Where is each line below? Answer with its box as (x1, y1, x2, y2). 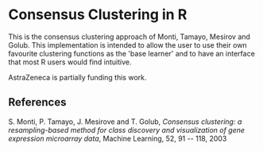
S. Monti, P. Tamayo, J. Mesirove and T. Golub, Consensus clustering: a (8, 117, 242, 126)
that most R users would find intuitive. (8, 57, 132, 67)
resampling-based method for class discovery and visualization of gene (8, 125, 245, 134)
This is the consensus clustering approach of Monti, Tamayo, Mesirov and (8, 32, 250, 41)
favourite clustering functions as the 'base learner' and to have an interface (8, 48, 256, 58)
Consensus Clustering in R (8, 6, 188, 24)
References (8, 95, 67, 109)
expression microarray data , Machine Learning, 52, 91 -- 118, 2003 (8, 134, 227, 143)
